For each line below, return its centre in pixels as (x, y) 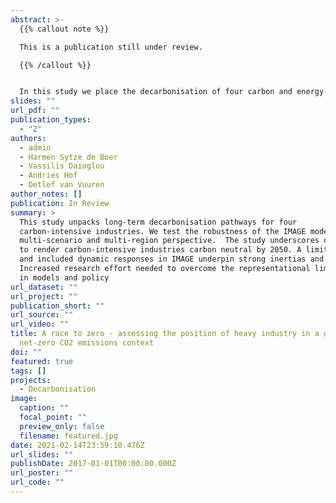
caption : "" (44, 408)
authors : (28, 138)
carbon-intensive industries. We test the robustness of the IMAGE (163, 231)
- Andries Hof (48, 176)
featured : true (42, 361)
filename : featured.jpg (68, 436)
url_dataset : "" (44, 287)
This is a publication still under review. (111, 47)
